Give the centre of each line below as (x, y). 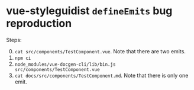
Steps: (14, 40)
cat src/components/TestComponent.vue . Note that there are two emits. (100, 51)
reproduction (39, 23)
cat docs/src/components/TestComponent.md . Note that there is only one (101, 75)
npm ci (23, 58)
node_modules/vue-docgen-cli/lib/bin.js (65, 64)
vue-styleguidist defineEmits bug (89, 11)
